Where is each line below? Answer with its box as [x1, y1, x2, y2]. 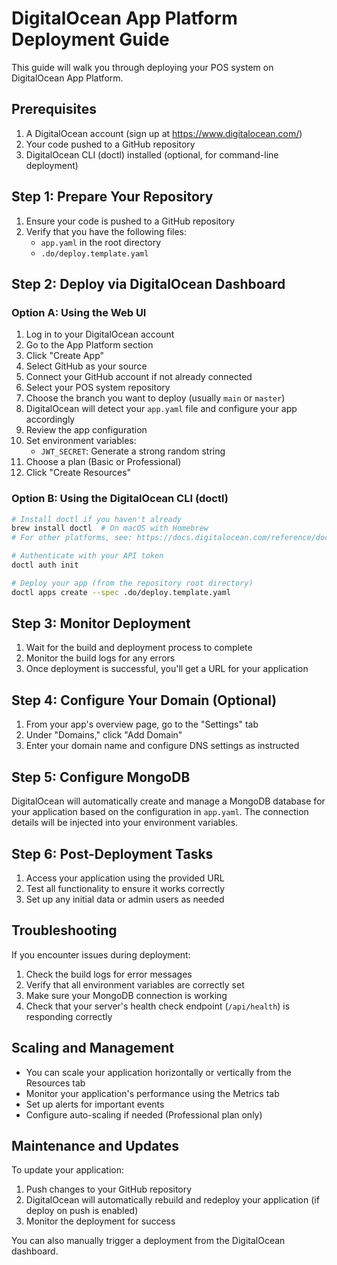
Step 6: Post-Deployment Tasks [11, 845, 214, 862]
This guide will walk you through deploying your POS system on [11, 61, 274, 73]
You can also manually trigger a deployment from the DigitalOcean [11, 1235, 286, 1247]
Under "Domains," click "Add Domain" [25, 729, 183, 741]
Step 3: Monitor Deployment [11, 615, 191, 632]
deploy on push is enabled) [25, 1205, 139, 1217]
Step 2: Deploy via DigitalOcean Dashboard [11, 275, 286, 292]
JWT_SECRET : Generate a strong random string [40, 445, 226, 457]
